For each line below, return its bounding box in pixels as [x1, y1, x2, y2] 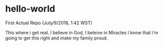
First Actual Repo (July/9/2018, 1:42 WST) [5, 20, 93, 26]
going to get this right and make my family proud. [5, 35, 108, 41]
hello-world [5, 3, 56, 15]
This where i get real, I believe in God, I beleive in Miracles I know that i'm [5, 29, 158, 35]
